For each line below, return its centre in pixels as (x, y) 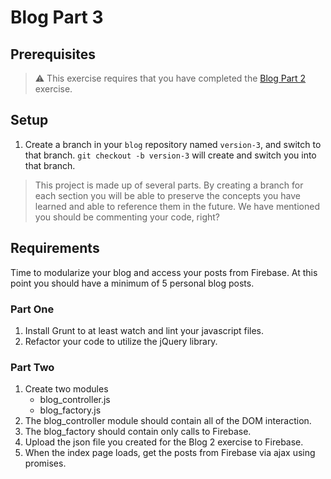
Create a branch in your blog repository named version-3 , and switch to (173, 144)
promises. (45, 463)
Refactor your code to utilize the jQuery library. (121, 341)
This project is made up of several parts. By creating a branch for (169, 185)
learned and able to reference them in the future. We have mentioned (177, 206)
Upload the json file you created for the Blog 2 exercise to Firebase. (164, 442)
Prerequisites (53, 54)
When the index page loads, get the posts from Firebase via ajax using (170, 453)
